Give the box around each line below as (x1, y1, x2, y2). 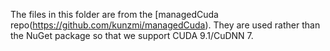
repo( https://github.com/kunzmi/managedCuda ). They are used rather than (10, 19, 321, 31)
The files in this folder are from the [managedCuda (10, 9, 219, 20)
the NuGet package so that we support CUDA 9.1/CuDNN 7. (10, 30, 254, 41)
